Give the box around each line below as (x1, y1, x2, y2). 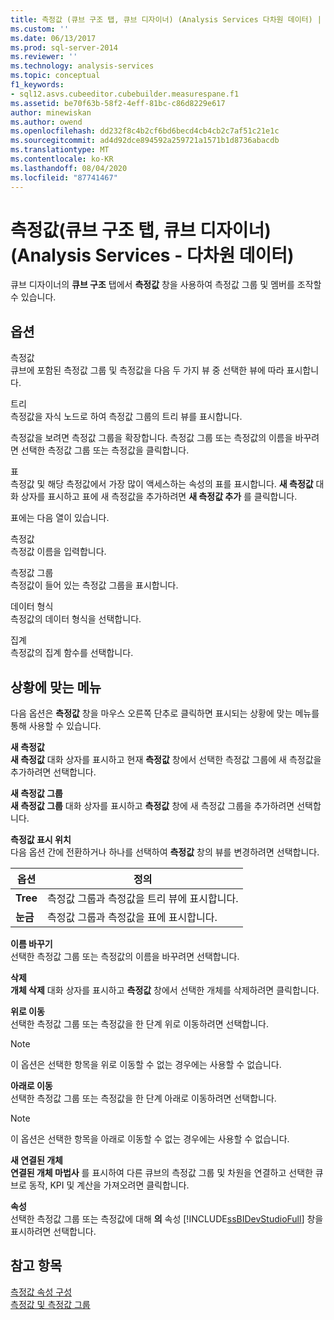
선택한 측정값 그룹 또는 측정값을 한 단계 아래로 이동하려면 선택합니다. (10, 1092, 277, 1105)
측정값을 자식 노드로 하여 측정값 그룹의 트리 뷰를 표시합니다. (10, 411, 243, 423)
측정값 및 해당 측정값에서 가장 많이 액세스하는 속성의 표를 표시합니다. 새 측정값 (10, 478, 314, 490)
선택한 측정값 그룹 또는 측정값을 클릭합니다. (20, 444, 190, 456)
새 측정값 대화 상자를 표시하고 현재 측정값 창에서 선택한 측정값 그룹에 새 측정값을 (10, 754, 322, 766)
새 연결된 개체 (10, 1154, 63, 1166)
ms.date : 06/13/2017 (10, 33, 97, 43)
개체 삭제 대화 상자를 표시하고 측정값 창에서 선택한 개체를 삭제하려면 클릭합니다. (10, 984, 320, 996)
